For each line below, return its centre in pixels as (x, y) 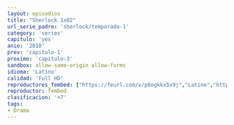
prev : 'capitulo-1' (36, 53)
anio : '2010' (26, 46)
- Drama (18, 110)
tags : (15, 104)
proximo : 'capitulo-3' (40, 59)
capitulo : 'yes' (31, 40)
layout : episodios (34, 14)
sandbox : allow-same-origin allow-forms (67, 65)
